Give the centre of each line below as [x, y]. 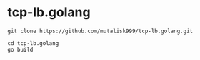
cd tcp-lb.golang [33, 43]
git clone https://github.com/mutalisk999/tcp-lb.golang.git [100, 31]
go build [20, 49]
